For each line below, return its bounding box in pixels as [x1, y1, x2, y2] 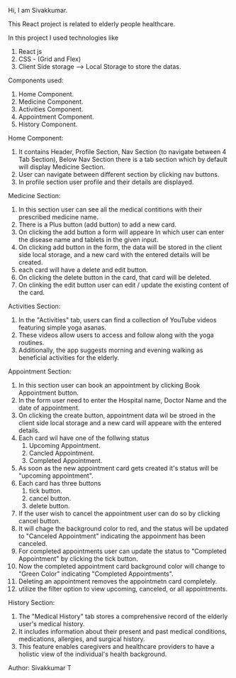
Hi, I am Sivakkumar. [8, 6, 68, 14]
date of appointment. [18, 404, 80, 412]
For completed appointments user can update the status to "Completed [18, 547, 227, 555]
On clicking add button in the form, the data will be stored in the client [18, 243, 223, 251]
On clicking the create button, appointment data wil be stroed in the [18, 411, 215, 420]
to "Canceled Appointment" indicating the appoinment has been [18, 532, 206, 540]
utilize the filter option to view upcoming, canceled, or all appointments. [18, 585, 227, 593]
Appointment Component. [18, 113, 94, 121]
